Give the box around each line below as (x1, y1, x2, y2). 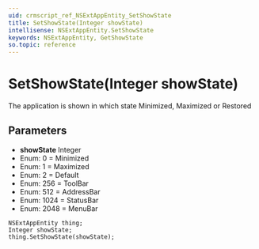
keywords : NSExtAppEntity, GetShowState (8, 33, 144, 42)
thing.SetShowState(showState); (8, 232, 115, 241)
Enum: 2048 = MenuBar (19, 203, 98, 213)
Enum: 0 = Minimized (19, 153, 90, 163)
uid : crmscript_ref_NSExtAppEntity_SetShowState (8, 11, 172, 20)
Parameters (8, 124, 67, 138)
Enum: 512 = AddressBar (19, 187, 101, 196)
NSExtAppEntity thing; (8, 219, 83, 227)
